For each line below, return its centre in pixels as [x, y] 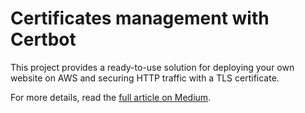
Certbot [43, 39]
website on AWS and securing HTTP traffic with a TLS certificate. [145, 78]
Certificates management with [140, 18]
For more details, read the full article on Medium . [111, 97]
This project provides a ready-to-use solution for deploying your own [152, 67]
